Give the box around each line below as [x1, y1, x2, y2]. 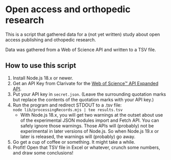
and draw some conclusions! [12, 149, 74, 156]
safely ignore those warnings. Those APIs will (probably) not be [20, 122, 154, 128]
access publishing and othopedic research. [5, 37, 96, 43]
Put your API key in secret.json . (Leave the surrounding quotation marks [12, 91, 166, 97]
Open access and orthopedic [5, 4, 131, 15]
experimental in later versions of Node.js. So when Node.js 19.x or [20, 128, 159, 134]
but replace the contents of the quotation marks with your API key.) [12, 96, 154, 102]
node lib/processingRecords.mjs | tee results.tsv [12, 107, 123, 113]
